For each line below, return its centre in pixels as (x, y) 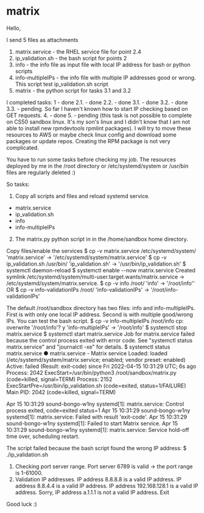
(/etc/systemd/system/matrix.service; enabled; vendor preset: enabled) (96, 359)
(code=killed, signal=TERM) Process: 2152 (59, 379)
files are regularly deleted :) (41, 172)
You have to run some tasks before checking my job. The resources (91, 159)
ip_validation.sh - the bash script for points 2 (71, 58)
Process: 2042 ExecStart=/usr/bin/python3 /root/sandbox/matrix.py (91, 372)
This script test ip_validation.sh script (62, 84)
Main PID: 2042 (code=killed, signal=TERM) (61, 392)
